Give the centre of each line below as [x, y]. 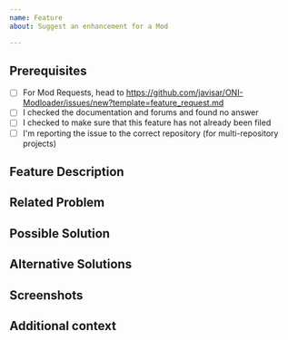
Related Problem [57, 203]
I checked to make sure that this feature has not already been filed [147, 122]
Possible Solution [60, 233]
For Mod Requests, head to [73, 92]
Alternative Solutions [71, 264]
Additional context [63, 326]
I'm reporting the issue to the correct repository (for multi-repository [150, 133]
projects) [40, 143]
